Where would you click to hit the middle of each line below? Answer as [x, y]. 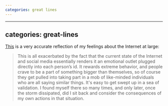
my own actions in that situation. [51, 99]
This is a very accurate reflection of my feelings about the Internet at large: [82, 47]
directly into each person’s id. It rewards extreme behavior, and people [90, 67]
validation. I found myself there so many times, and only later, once [86, 88]
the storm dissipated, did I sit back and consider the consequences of [89, 93]
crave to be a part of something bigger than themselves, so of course [89, 72]
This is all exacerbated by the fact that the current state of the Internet [90, 56]
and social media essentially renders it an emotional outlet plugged [86, 61]
